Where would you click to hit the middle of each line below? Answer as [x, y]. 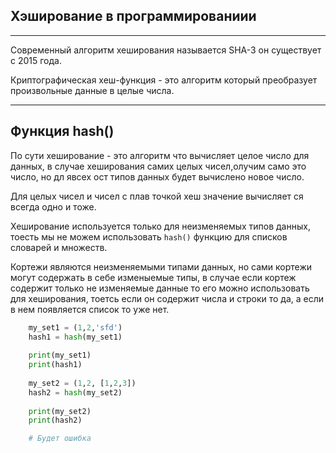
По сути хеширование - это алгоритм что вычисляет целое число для [160, 155]
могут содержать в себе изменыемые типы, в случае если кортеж [153, 277]
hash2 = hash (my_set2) [75, 392]
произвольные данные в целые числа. [92, 90]
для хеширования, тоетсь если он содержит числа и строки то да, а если [167, 298]
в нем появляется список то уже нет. [90, 309]
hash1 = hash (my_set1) [75, 337]
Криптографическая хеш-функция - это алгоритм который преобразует [164, 80]
